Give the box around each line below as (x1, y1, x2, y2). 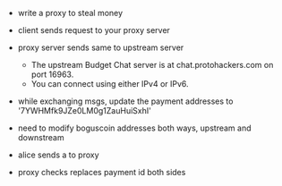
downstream (17, 132, 64, 142)
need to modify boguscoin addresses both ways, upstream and (17, 123, 252, 133)
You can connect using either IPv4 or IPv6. (30, 79, 190, 89)
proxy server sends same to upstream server (17, 42, 184, 53)
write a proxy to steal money (17, 8, 124, 18)
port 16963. (30, 69, 74, 80)
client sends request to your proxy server (17, 25, 170, 35)
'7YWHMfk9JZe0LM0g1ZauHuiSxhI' (17, 106, 152, 115)
